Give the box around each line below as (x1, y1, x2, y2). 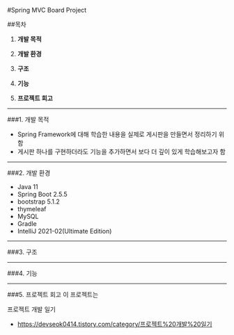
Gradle (17, 220, 37, 228)
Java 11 (17, 183, 38, 190)
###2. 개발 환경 (7, 169, 51, 177)
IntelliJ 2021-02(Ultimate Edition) (17, 227, 112, 235)
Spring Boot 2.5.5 (17, 190, 68, 198)
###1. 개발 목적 (7, 115, 49, 124)
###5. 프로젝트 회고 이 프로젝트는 (7, 291, 99, 298)
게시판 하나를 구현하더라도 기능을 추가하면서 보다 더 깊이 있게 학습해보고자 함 (17, 147, 226, 156)
